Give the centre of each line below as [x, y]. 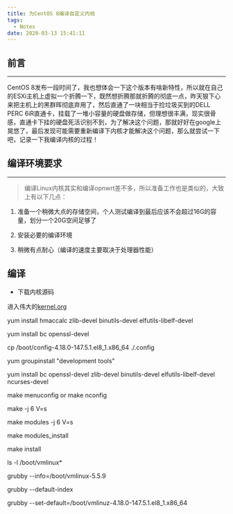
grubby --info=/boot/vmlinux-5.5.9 [57, 476]
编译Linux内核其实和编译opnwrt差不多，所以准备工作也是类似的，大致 [124, 188]
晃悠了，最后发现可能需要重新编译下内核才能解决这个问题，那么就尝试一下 [113, 131]
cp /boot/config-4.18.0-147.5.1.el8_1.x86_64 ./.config [81, 347]
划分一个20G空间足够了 [63, 220]
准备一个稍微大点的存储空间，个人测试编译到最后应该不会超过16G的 [114, 211]
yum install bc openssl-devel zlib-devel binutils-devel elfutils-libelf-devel [111, 374]
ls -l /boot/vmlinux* [35, 462]
